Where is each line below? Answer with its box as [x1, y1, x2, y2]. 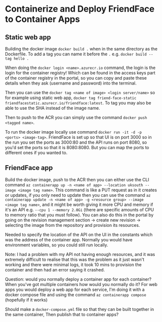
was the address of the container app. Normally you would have [5, 237, 133, 242]
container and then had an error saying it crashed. [5, 267, 105, 272]
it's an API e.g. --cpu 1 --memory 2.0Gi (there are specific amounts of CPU [5, 206, 154, 212]
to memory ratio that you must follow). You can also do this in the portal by [5, 212, 154, 218]
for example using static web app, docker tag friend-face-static [5, 95, 137, 101]
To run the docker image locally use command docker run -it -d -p [5, 129, 142, 135]
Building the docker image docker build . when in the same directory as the [5, 46, 158, 51]
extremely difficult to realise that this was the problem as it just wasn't [5, 256, 145, 262]
